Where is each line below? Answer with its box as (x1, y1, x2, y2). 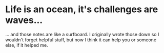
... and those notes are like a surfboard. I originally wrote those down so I (5, 31, 159, 37)
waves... (5, 14, 43, 26)
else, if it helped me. (5, 42, 49, 48)
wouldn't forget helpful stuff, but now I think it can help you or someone (5, 37, 157, 43)
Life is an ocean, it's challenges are (5, 4, 158, 15)
